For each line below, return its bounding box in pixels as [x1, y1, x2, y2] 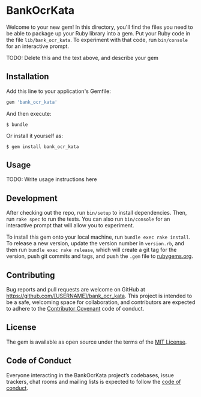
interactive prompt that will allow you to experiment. [6, 222, 134, 229]
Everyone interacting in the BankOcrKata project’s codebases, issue [6, 371, 174, 378]
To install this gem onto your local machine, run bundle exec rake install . [6, 233, 191, 240]
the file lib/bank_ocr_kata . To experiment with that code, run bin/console [6, 36, 188, 43]
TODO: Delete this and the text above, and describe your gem [6, 54, 159, 61]
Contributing [6, 270, 55, 280]
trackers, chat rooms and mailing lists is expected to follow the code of [6, 378, 181, 385]
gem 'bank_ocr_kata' [6, 99, 58, 105]
